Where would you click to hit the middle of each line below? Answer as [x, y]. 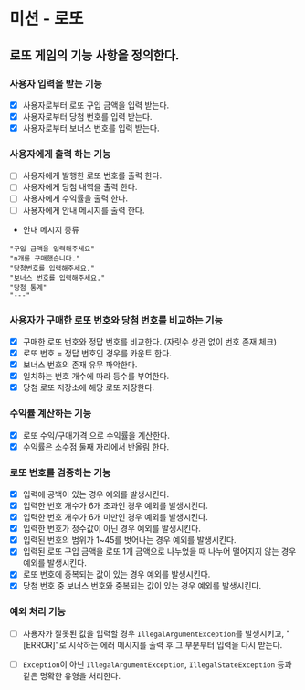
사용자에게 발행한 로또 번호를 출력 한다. [92, 175]
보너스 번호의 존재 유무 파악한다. [80, 365]
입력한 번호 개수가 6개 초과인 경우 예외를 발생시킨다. [115, 505]
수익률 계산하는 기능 [51, 414]
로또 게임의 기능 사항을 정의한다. [95, 55]
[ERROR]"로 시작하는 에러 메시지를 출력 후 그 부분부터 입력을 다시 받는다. [152, 644]
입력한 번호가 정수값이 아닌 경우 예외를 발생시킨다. [111, 529]
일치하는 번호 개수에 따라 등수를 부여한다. [96, 377]
